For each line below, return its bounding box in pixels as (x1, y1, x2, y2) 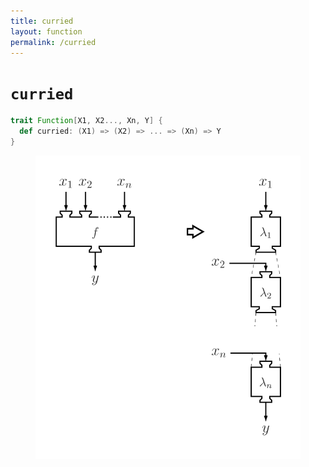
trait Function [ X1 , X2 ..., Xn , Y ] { (10, 116, 163, 126)
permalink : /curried (10, 37, 97, 47)
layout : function (10, 26, 83, 37)
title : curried (10, 16, 74, 26)
